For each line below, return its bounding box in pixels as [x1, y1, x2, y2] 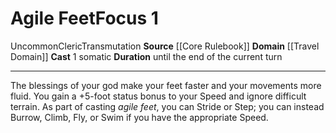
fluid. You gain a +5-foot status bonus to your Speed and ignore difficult [10, 90, 307, 102]
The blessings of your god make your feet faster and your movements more [10, 79, 322, 91]
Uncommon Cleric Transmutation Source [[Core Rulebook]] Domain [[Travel [10, 40, 320, 52]
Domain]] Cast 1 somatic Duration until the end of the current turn [10, 50, 283, 62]
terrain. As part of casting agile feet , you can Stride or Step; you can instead [10, 100, 325, 112]
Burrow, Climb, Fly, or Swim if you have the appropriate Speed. [10, 111, 269, 123]
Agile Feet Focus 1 [10, 7, 159, 30]
